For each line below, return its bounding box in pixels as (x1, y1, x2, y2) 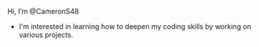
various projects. (18, 31, 74, 39)
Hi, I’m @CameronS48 (7, 7, 79, 16)
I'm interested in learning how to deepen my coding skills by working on (18, 22, 252, 31)
